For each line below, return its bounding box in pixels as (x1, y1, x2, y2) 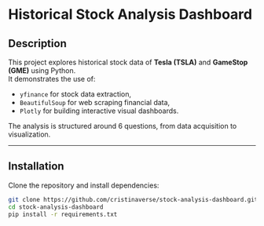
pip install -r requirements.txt (8, 210, 118, 218)
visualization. (8, 129, 51, 139)
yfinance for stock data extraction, (19, 89, 132, 99)
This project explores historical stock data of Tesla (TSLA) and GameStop (8, 57, 248, 67)
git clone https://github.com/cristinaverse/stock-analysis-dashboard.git (8, 195, 258, 203)
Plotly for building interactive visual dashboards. (19, 106, 179, 115)
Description (8, 37, 67, 50)
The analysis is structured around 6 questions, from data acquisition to (8, 122, 237, 130)
